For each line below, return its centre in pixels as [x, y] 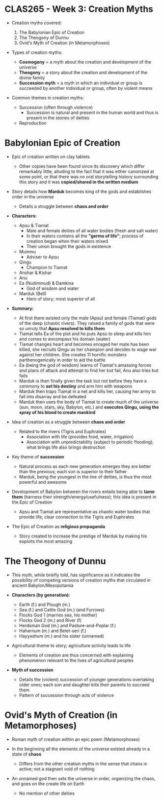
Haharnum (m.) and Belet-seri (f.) [53, 631]
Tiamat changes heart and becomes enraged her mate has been [84, 344]
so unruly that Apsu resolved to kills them [62, 328]
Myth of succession [32, 670]
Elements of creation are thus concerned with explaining [76, 655]
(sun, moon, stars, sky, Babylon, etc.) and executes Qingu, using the [89, 407]
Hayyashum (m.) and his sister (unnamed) [61, 636]
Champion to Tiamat [47, 267]
